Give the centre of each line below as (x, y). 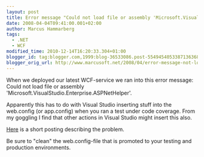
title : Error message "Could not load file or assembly (78, 18)
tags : (13, 35)
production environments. (39, 147)
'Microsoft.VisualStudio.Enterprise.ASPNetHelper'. (69, 93)
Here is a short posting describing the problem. (65, 129)
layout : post (23, 12)
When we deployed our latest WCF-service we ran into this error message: (100, 80)
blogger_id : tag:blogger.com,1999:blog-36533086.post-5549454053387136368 (103, 57)
